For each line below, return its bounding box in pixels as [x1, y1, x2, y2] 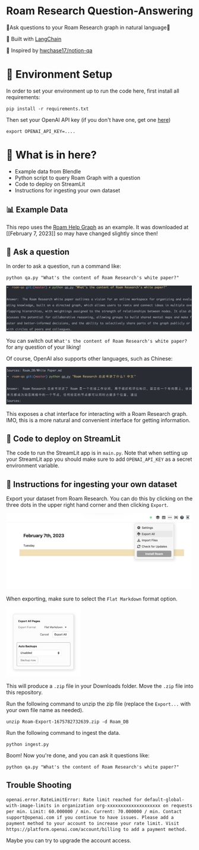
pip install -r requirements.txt [6, 106, 89, 112]
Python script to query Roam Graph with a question [14, 174, 141, 181]
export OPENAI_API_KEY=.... [6, 128, 76, 134]
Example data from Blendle [14, 168, 81, 175]
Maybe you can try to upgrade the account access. [6, 836, 132, 844]
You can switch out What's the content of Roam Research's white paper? [6, 337, 188, 345]
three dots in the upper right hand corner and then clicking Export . [6, 501, 169, 508]
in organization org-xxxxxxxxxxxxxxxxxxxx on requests [53, 802, 193, 808]
